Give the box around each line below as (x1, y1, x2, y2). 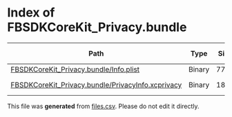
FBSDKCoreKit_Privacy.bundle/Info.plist (10, 64, 140, 74)
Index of (7, 5, 55, 21)
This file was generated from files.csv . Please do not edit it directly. (7, 102, 200, 110)
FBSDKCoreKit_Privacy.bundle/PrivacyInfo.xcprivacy (10, 80, 182, 89)
